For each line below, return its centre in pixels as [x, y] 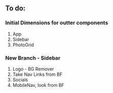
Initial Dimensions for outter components [57, 23]
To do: [15, 8]
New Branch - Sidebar [33, 58]
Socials [20, 80]
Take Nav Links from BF [37, 74]
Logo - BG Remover [33, 69]
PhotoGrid [23, 45]
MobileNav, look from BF [38, 85]
